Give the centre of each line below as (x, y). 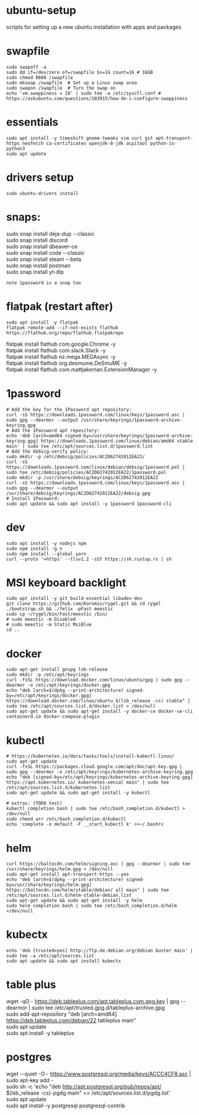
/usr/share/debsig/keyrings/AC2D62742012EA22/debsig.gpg (78, 493)
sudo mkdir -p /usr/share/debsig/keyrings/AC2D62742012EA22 (83, 477)
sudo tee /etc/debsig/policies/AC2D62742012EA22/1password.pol (86, 472)
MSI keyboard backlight (66, 582)
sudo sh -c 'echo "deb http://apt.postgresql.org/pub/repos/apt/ (84, 1087)
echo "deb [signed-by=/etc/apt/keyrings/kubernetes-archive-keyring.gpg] (100, 777)
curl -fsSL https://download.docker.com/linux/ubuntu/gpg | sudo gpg (94, 680)
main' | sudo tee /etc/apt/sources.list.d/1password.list (80, 446)
